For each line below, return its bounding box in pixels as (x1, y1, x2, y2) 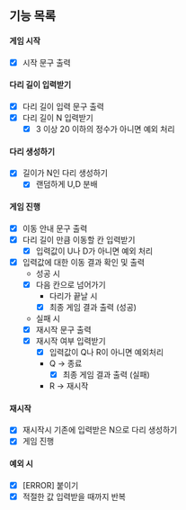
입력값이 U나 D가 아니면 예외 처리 (35, 246, 154, 256)
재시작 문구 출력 (35, 324, 92, 335)
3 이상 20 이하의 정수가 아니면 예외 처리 (35, 123, 175, 134)
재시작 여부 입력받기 (35, 336, 106, 346)
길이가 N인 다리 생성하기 (22, 167, 108, 178)
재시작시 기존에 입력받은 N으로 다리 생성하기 (22, 425, 178, 435)
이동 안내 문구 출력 (22, 223, 88, 234)
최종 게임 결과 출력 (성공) (49, 301, 137, 312)
